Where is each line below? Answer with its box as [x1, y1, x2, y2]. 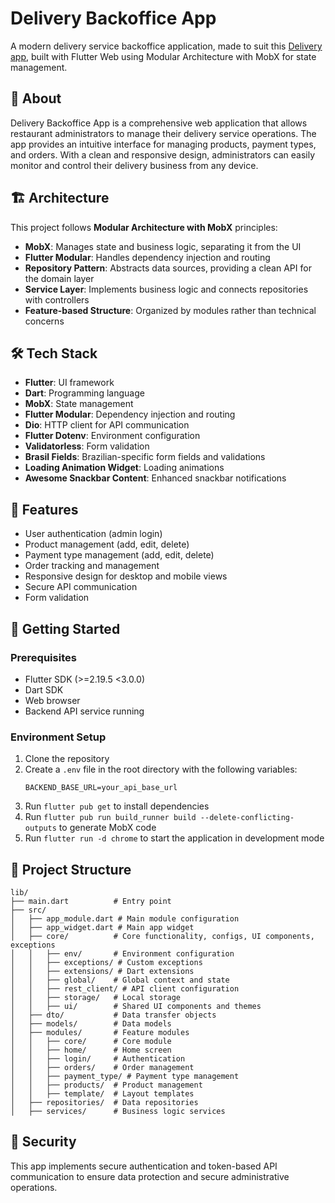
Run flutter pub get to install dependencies [24, 800, 210, 812]
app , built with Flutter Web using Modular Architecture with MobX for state [10, 50, 317, 62]
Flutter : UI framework [24, 377, 115, 389]
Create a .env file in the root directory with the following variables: [24, 763, 298, 776]
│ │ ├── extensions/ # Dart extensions [10, 966, 195, 976]
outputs [24, 823, 57, 834]
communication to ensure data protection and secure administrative [10, 1170, 290, 1182]
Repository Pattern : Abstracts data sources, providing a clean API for [24, 262, 312, 274]
